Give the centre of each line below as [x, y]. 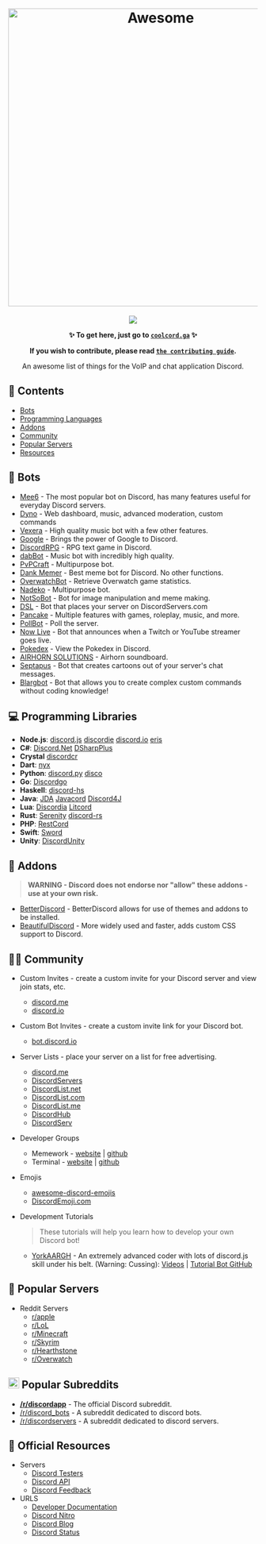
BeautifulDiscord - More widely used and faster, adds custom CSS [127, 926]
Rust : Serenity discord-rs [61, 816]
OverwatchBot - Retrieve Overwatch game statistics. [105, 581]
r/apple [43, 1316]
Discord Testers [57, 1473]
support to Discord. [51, 934]
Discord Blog [52, 1524]
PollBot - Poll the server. [59, 623]
